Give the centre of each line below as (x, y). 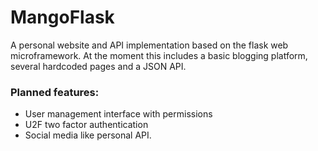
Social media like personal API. (88, 135)
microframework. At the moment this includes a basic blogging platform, (159, 55)
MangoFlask (62, 17)
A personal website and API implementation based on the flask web (149, 45)
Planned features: (55, 92)
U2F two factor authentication (86, 125)
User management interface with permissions (118, 114)
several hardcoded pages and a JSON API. (98, 66)
